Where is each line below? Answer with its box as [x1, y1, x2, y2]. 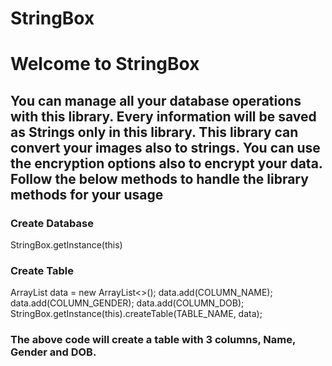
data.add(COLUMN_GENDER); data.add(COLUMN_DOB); [10, 297, 245, 309]
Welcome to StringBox [10, 53, 200, 76]
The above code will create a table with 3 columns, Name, [10, 333, 296, 347]
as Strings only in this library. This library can [10, 123, 299, 141]
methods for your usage [10, 186, 164, 203]
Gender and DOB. [10, 345, 97, 359]
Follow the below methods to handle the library [10, 170, 309, 187]
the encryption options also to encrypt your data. [10, 155, 323, 172]
